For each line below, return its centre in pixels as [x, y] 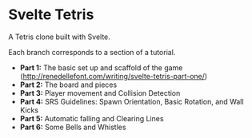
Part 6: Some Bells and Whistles [73, 127]
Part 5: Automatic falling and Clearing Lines [92, 118]
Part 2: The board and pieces [68, 85]
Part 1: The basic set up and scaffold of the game [101, 67]
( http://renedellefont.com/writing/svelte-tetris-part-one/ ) [114, 76]
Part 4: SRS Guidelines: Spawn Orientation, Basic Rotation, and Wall [132, 101]
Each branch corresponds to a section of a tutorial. [92, 52]
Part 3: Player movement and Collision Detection [100, 93]
